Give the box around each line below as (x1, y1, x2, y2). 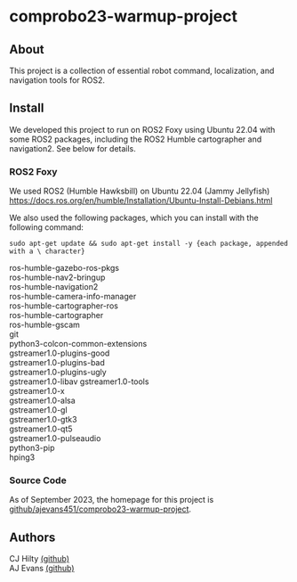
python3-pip (9, 443, 55, 454)
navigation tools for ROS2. (9, 75, 105, 86)
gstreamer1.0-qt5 (9, 423, 73, 434)
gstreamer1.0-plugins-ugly (9, 367, 107, 378)
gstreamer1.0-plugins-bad (9, 357, 105, 368)
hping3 (9, 452, 36, 463)
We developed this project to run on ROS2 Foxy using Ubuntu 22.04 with (9, 124, 276, 135)
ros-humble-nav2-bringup (9, 272, 106, 283)
